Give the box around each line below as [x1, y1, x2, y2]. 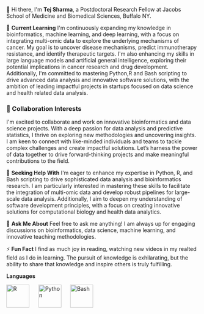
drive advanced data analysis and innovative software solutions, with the [6, 77, 189, 83]
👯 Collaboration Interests [6, 104, 82, 113]
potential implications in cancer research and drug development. [6, 63, 169, 70]
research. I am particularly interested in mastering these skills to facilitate [6, 182, 191, 190]
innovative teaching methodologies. [6, 233, 97, 241]
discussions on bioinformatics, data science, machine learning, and [6, 226, 176, 234]
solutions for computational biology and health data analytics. [6, 208, 162, 215]
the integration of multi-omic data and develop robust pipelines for [6, 189, 174, 196]
